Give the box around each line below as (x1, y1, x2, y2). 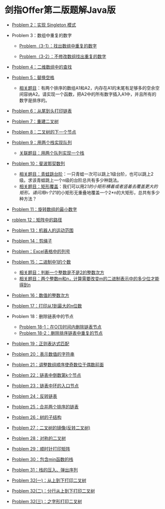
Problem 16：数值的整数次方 (11, 292, 70, 298)
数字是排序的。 (19, 97, 50, 103)
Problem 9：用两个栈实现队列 (11, 139, 72, 145)
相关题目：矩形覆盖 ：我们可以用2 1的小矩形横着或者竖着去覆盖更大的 (19, 183, 158, 189)
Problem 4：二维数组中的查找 (11, 64, 72, 70)
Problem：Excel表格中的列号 (11, 248, 70, 254)
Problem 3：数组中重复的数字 (11, 32, 72, 38)
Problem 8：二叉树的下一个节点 (11, 129, 77, 135)
